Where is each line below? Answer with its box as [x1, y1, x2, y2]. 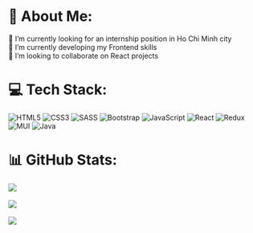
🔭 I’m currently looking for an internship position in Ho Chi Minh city [8, 34, 232, 43]
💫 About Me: [8, 7, 93, 26]
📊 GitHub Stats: [8, 151, 118, 170]
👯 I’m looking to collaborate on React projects [8, 51, 159, 60]
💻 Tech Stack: [8, 80, 108, 99]
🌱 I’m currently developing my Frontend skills [8, 42, 157, 51]
